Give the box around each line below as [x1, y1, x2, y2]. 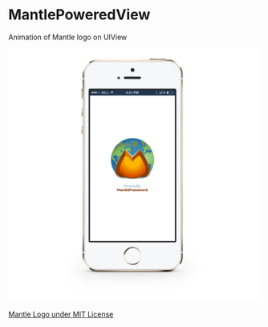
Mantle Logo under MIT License [8, 309, 114, 319]
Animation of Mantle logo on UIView [8, 32, 128, 42]
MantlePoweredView [8, 6, 151, 24]
